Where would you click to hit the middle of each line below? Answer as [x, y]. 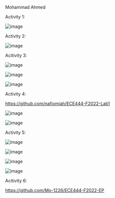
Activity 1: [15, 17]
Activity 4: [16, 94]
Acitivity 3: [16, 55]
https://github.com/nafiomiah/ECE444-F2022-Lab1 [58, 103]
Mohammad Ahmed [25, 7]
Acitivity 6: [16, 181]
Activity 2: [16, 36]
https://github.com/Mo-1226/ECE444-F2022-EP [55, 190]
